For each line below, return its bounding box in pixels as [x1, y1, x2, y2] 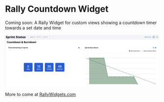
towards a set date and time [5, 25, 61, 30]
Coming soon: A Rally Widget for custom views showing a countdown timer [5, 20, 157, 25]
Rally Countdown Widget [5, 3, 109, 15]
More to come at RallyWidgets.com [5, 91, 76, 97]
